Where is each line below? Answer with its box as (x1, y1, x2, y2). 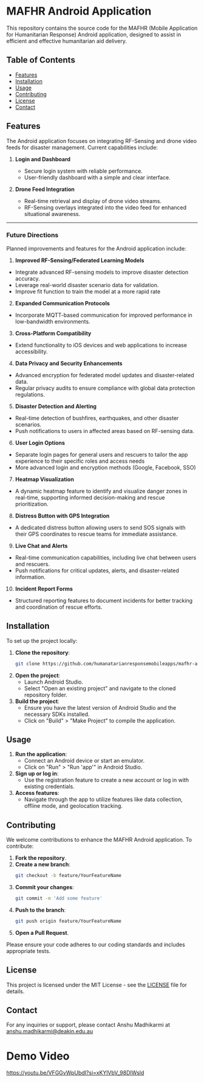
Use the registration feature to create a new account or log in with (24, 777, 189, 784)
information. (15, 573, 46, 580)
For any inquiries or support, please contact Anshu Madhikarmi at (6, 1021, 171, 1028)
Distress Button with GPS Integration (15, 512, 110, 519)
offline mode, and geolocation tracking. (24, 802, 123, 810)
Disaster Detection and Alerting (15, 403, 97, 410)
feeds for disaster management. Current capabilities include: (6, 144, 158, 151)
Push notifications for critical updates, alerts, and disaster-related (15, 567, 179, 574)
